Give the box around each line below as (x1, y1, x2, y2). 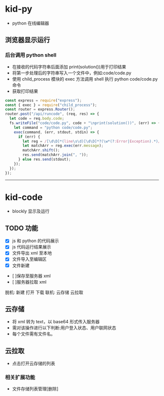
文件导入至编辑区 (12, 256, 47, 262)
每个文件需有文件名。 (12, 331, 55, 337)
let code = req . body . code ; (9, 116, 64, 121)
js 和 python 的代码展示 (12, 238, 60, 244)
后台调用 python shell (5, 52, 57, 59)
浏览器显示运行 (5, 36, 50, 44)
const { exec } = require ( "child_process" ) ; (5, 103, 97, 107)
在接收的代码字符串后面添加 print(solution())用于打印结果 (12, 63, 126, 69)
